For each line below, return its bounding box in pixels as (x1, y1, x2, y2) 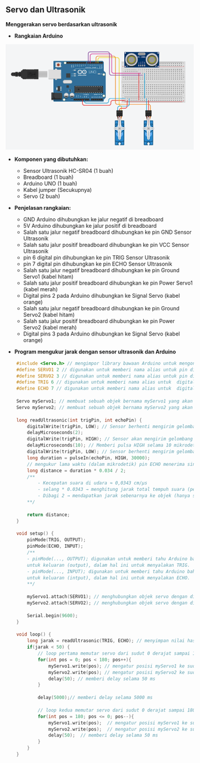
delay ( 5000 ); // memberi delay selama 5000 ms (37, 695, 153, 701)
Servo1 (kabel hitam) (23, 273, 74, 280)
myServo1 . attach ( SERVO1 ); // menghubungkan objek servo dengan (27, 594, 187, 600)
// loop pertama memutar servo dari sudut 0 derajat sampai (37, 651, 190, 657)
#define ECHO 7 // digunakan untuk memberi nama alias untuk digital (16, 386, 196, 392)
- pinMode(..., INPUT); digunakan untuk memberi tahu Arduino (27, 568, 185, 575)
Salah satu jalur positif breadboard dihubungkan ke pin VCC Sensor (23, 241, 189, 248)
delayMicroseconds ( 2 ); (27, 430, 84, 436)
